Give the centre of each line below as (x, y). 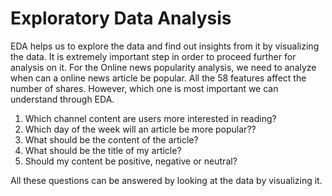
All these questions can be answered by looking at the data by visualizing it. (166, 180)
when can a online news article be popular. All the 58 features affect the (158, 78)
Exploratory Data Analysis (121, 18)
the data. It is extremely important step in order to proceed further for (153, 56)
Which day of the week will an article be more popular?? (140, 129)
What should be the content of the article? (111, 139)
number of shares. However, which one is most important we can (144, 88)
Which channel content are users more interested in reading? (150, 118)
